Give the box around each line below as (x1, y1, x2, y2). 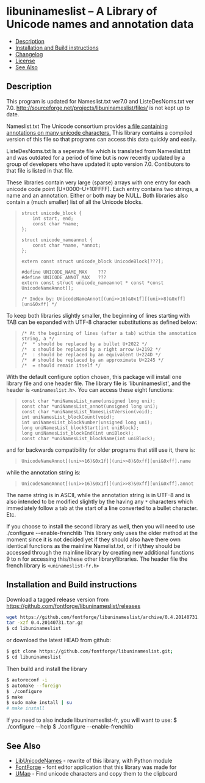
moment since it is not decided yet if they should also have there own (6, 536, 181, 543)
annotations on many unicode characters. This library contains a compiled (6, 129, 193, 136)
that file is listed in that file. (6, 167, 74, 174)
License (15, 57, 35, 64)
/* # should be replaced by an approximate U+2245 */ (21, 357, 164, 363)
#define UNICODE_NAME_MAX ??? (21, 269, 107, 275)
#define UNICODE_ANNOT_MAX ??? (21, 274, 107, 280)
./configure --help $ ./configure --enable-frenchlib (6, 723, 134, 730)
